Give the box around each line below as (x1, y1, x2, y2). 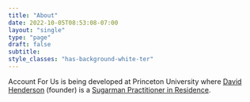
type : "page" (8, 33, 51, 42)
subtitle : (8, 48, 41, 56)
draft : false (8, 41, 51, 49)
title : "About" (8, 11, 59, 20)
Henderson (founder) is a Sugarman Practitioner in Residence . (8, 85, 211, 94)
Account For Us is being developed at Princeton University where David (8, 76, 242, 86)
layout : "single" (8, 26, 66, 34)
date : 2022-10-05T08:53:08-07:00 (8, 19, 119, 27)
